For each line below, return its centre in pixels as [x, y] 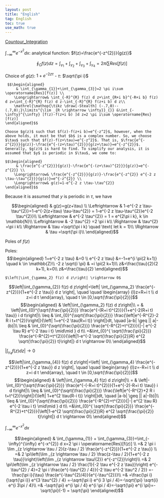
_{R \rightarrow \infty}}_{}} [84, 111]
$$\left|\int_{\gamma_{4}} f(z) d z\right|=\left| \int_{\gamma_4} [72, 362]
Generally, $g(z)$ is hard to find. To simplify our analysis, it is [77, 149]
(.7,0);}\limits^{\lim [28, 111]
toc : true [15, 23]
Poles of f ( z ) [18, 241]
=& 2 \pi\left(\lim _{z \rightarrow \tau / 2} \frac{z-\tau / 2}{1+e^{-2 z [82, 454]
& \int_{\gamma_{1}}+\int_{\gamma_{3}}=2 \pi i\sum [70, 89]
